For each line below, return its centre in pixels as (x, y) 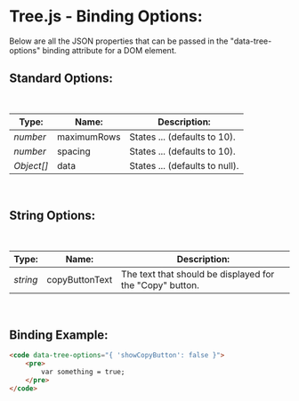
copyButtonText (80, 279)
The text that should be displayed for (198, 274)
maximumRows (89, 137)
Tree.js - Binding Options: (106, 16)
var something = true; (83, 372)
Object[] (31, 165)
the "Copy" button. (161, 285)
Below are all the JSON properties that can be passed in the (119, 41)
